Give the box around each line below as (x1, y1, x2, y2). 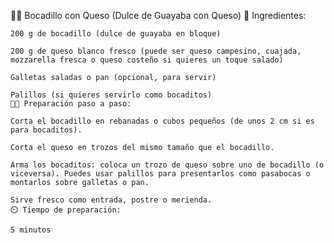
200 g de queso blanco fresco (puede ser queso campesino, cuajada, (10, 46, 302, 56)
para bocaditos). (10, 125, 83, 135)
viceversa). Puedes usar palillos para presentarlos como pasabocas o (10, 169, 311, 179)
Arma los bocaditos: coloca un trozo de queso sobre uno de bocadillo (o (10, 160, 325, 170)
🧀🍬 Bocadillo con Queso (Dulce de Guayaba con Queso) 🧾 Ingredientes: (10, 10, 307, 21)
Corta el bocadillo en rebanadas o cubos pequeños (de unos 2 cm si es (10, 116, 315, 126)
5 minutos (10, 225, 52, 235)
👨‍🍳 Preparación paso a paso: (10, 99, 132, 109)
